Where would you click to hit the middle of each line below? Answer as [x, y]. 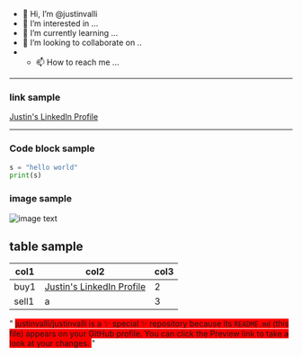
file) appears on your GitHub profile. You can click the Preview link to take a [149, 334]
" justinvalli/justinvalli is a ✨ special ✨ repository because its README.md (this [149, 324]
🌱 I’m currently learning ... [70, 33]
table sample [46, 247]
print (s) [26, 175]
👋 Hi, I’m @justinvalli [60, 14]
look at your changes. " [53, 344]
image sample [40, 199]
